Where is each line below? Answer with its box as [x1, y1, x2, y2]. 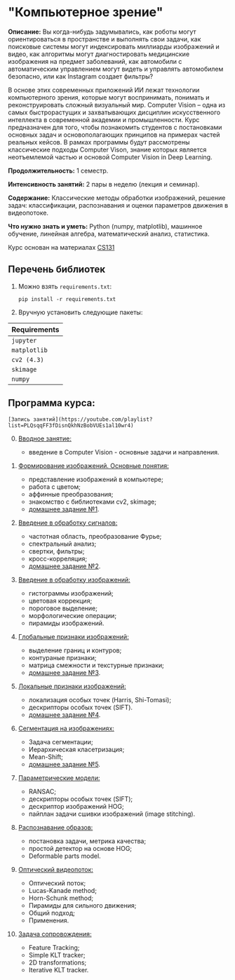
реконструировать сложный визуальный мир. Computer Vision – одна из [8, 100, 226, 109]
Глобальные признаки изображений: [18, 632, 129, 640]
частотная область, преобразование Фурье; [28, 532, 162, 540]
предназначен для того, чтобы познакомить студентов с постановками [8, 123, 222, 131]
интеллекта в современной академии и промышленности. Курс [8, 115, 200, 123]
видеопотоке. [8, 208, 48, 217]
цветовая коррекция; [28, 596, 93, 605]
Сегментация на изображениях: [18, 724, 115, 732]
